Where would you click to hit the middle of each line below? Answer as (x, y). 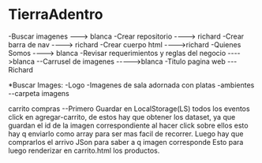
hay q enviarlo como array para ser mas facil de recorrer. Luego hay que (126, 133)
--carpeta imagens (39, 93)
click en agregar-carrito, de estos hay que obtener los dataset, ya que (122, 117)
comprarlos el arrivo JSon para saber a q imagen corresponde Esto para (126, 142)
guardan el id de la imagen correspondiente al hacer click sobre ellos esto (128, 125)
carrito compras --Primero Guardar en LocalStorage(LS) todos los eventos (129, 109)
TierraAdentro (56, 15)
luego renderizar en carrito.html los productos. (84, 150)
